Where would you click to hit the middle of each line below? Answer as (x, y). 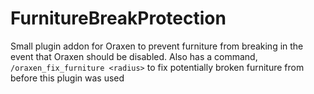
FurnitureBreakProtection (118, 18)
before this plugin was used (67, 78)
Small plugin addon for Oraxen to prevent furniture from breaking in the (157, 46)
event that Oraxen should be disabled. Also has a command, (134, 56)
